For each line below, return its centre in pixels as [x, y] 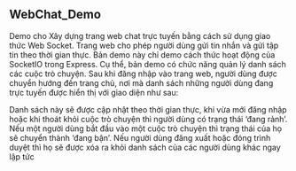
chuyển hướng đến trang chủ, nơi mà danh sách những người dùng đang [141, 82]
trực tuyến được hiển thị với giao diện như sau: [94, 92]
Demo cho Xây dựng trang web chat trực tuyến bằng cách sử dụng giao [140, 35]
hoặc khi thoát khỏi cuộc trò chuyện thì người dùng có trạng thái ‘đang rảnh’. [148, 119]
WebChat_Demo [55, 15]
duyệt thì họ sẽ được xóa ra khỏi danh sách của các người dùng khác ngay [145, 147]
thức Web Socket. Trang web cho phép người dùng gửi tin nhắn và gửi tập [144, 45]
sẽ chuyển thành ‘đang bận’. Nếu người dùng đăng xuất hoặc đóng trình [140, 137]
